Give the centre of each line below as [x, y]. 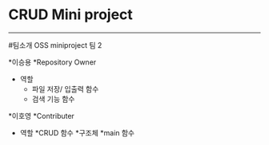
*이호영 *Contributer [41, 116]
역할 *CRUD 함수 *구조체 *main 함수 [77, 132]
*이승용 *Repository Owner [52, 62]
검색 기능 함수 [53, 99]
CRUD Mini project [71, 15]
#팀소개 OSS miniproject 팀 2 [55, 45]
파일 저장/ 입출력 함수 [65, 88]
